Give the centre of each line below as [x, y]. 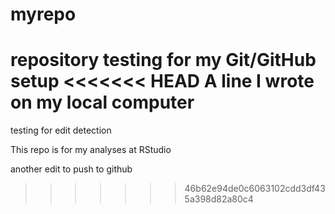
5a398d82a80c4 [219, 199]
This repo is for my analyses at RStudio [91, 150]
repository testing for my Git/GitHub [163, 60]
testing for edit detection [61, 130]
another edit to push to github [71, 169]
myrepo [43, 14]
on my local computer [102, 102]
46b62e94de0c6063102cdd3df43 [255, 189]
